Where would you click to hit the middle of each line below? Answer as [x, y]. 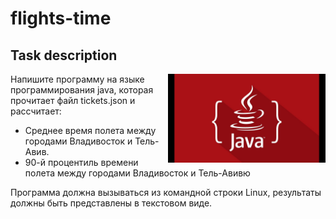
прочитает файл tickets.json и [73, 100]
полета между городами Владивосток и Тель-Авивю [137, 173]
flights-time [61, 18]
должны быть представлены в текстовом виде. [111, 203]
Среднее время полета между [90, 130]
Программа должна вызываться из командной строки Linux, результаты [166, 192]
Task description [64, 55]
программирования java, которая [82, 90]
